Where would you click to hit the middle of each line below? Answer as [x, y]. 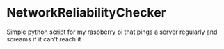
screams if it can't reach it [44, 39]
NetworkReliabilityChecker [86, 13]
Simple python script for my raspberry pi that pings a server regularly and [112, 32]
